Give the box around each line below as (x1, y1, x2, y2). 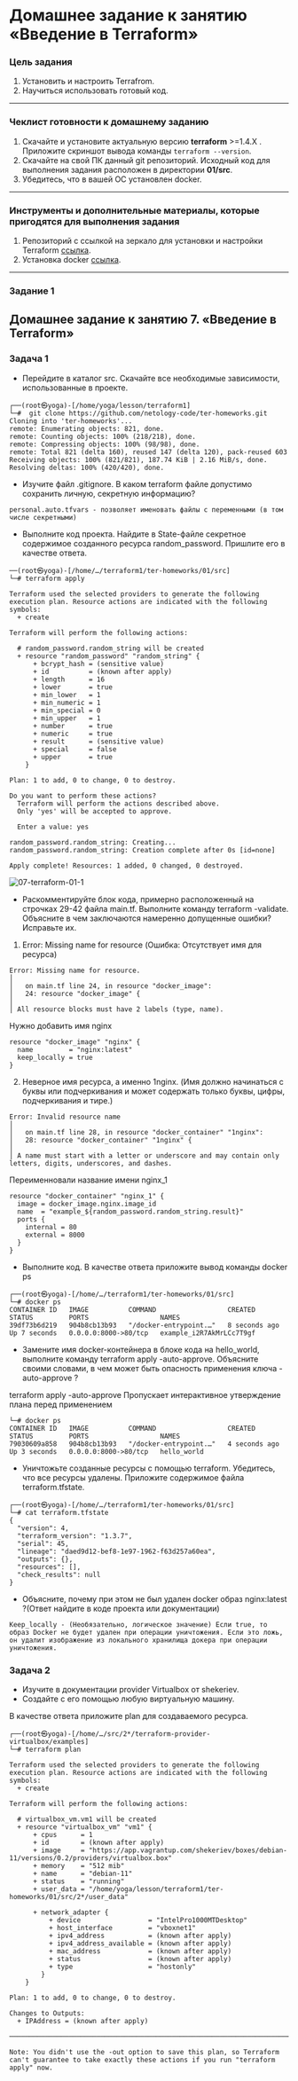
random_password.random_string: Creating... (9, 837, 176, 847)
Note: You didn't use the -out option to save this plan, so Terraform (9, 2047, 279, 2056)
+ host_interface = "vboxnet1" (48, 1923, 197, 1932)
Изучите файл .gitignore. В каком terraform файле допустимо (21, 478, 253, 489)
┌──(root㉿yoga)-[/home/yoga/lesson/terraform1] (9, 401, 191, 410)
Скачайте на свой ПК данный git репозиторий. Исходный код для (21, 154, 271, 165)
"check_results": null (17, 1570, 101, 1579)
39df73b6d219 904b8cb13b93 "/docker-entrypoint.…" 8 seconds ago (9, 1321, 279, 1330)
